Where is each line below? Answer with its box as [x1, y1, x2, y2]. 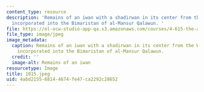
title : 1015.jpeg [6, 71, 50, 77]
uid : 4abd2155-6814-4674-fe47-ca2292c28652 [6, 76, 118, 82]
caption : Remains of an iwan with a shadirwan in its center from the [12, 43, 194, 49]
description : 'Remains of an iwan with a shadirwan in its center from [6, 15, 191, 21]
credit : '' [12, 54, 39, 60]
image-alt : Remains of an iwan [12, 59, 91, 65]
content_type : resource [6, 8, 67, 15]
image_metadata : [6, 37, 47, 43]
